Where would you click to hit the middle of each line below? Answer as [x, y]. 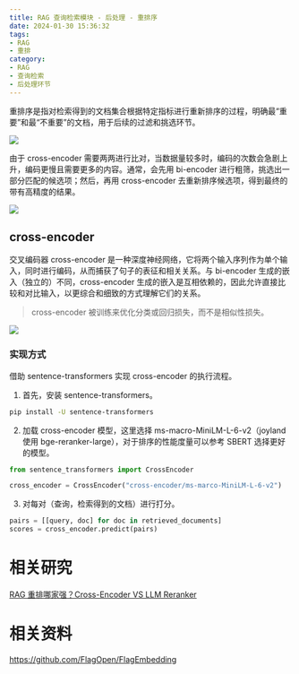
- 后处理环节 [30, 84]
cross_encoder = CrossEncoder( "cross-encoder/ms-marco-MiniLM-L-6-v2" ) [145, 486]
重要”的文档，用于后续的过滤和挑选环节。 [124, 122]
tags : [19, 34]
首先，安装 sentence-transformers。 [90, 394]
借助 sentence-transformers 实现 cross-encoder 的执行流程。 [123, 376]
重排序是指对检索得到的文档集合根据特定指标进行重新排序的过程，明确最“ [145, 111]
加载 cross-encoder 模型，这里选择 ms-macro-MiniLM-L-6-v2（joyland [154, 430]
